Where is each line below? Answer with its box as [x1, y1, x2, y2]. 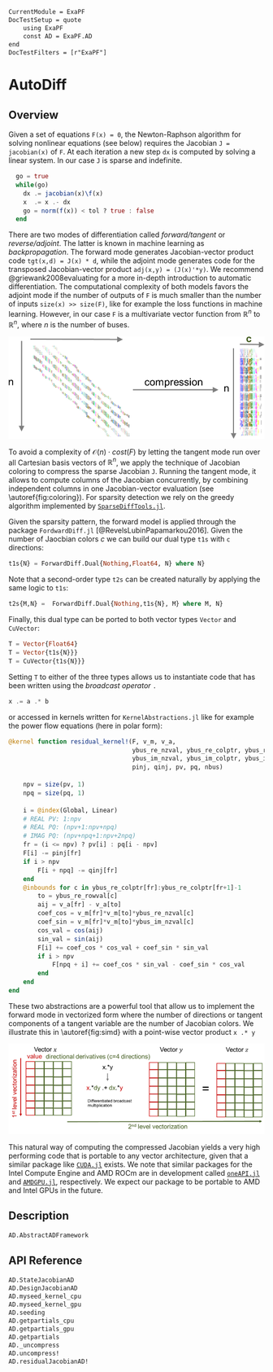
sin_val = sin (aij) [37, 935, 104, 943]
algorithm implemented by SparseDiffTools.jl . [8, 501, 166, 511]
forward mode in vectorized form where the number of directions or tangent [8, 1010, 263, 1019]
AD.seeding [8, 1308, 45, 1317]
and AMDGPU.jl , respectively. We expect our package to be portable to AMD [8, 1177, 261, 1186]
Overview [8, 107, 59, 121]
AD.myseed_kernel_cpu [8, 1292, 82, 1301]
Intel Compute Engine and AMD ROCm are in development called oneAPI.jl [8, 1168, 260, 1177]
